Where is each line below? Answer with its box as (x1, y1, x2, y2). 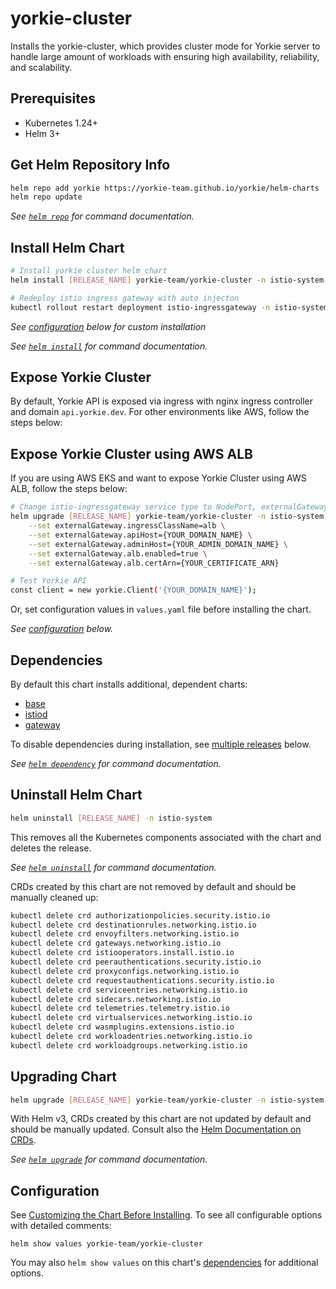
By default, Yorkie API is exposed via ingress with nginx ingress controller (10, 395, 313, 407)
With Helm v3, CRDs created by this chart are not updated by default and (10, 1113, 312, 1125)
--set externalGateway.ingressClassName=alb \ (28, 521, 226, 531)
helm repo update (10, 192, 83, 202)
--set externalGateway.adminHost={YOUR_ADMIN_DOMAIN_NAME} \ (28, 539, 288, 549)
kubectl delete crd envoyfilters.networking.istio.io (10, 929, 240, 939)
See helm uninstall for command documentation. (10, 861, 217, 873)
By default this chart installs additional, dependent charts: (10, 678, 248, 690)
